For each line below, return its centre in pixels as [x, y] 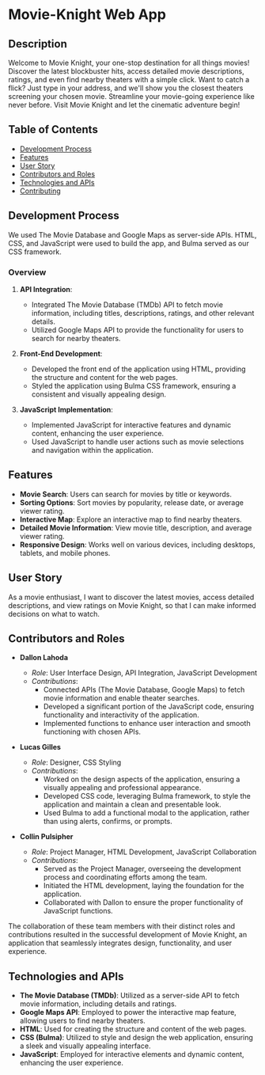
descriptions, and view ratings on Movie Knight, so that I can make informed [132, 605]
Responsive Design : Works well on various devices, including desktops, [137, 545]
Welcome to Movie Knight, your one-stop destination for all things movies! [129, 63]
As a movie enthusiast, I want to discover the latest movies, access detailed [131, 597]
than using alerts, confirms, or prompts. [108, 822]
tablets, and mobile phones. [65, 553]
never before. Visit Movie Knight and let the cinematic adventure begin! [124, 105]
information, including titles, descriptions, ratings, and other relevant [143, 313]
